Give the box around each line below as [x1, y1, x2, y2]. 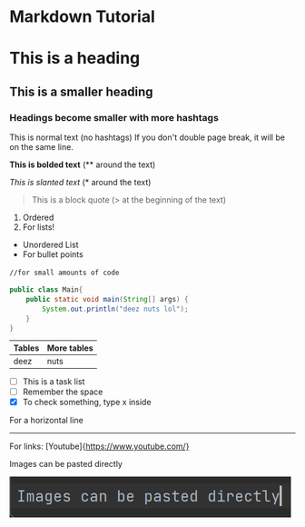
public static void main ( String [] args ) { [25, 294, 189, 303]
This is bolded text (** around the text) [9, 159, 156, 170]
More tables [46, 343, 93, 353]
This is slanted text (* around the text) [9, 177, 152, 188]
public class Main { [9, 285, 84, 294]
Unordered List [22, 239, 79, 251]
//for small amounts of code [9, 268, 120, 278]
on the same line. [9, 142, 74, 153]
